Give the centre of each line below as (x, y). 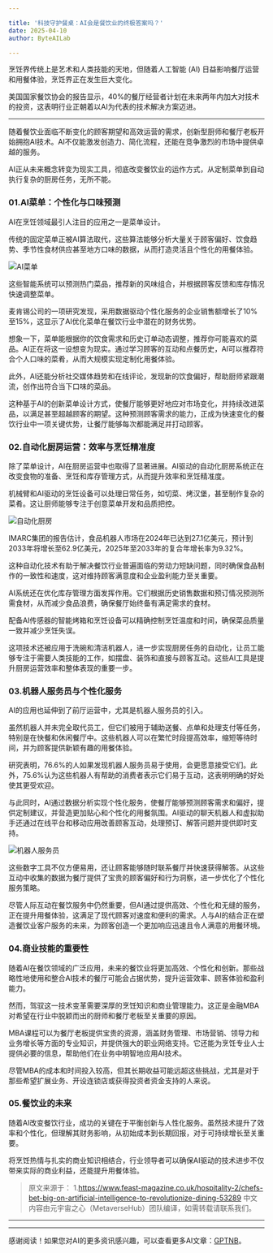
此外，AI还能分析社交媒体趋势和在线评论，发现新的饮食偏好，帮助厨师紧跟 (133, 376)
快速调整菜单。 (33, 294)
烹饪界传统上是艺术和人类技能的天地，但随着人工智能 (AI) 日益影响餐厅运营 (134, 69)
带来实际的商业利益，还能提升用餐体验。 (76, 1170)
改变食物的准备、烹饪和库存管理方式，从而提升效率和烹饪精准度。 (119, 476)
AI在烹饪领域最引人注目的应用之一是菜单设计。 (87, 222)
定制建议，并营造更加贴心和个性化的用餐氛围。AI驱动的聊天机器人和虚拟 (136, 813)
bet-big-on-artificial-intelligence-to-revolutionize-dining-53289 (135, 1198)
